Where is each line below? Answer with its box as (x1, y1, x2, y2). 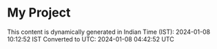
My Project (7, 5, 71, 21)
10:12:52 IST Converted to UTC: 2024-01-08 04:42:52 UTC (7, 35, 174, 43)
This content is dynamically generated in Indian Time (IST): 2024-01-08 (7, 28, 211, 36)
